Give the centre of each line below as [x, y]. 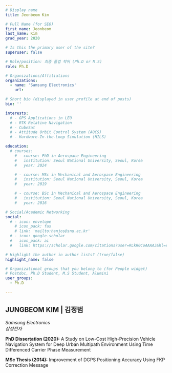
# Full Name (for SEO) [29, 24]
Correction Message [27, 365]
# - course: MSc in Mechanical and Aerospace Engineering [78, 175]
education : [17, 147]
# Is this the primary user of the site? [50, 48]
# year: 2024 [31, 165]
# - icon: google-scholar [38, 236]
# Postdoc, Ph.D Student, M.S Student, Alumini [57, 274]
